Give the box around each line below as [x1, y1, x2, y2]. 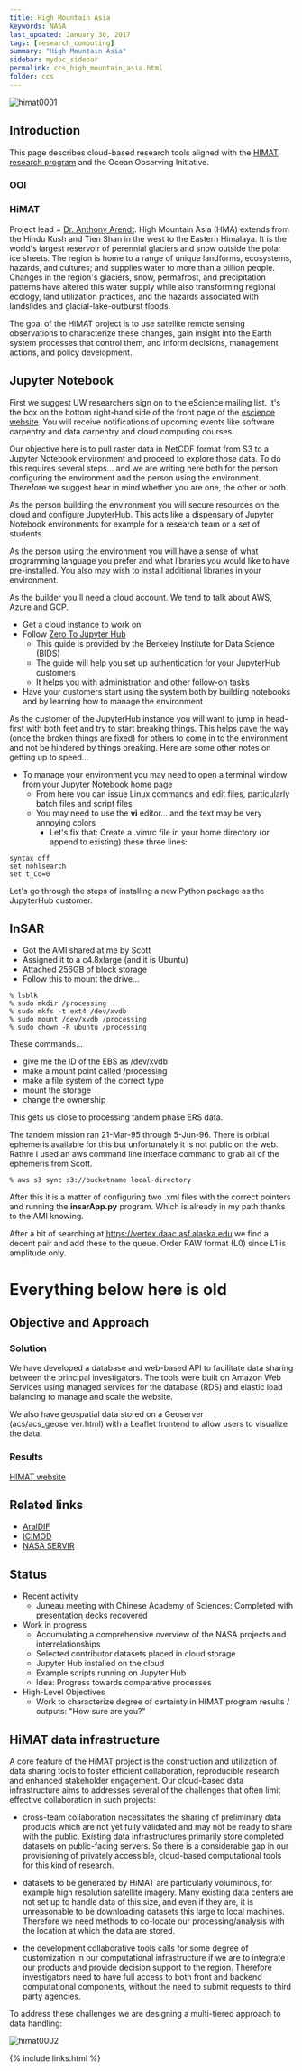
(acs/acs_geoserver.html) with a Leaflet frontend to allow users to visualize [9, 1419, 288, 1430]
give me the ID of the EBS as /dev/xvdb [22, 1056, 169, 1067]
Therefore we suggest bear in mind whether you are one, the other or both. [9, 481, 288, 492]
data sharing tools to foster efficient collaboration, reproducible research [9, 1766, 279, 1777]
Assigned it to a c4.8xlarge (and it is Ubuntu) [22, 955, 189, 966]
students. [9, 527, 45, 538]
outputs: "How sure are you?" [35, 1706, 146, 1717]
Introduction [9, 123, 81, 138]
